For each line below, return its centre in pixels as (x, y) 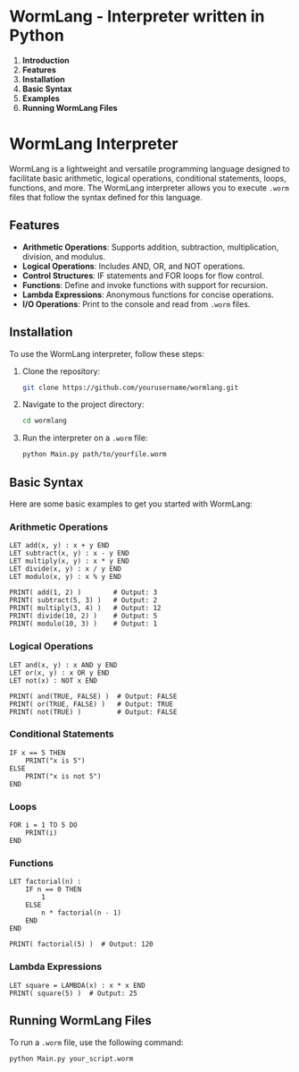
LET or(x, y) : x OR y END (59, 673)
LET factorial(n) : (46, 882)
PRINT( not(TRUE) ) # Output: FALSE (93, 712)
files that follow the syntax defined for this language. (106, 197)
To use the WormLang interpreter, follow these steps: (107, 353)
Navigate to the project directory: (83, 404)
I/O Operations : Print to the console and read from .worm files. (136, 304)
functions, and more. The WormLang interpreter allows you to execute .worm (149, 187)
